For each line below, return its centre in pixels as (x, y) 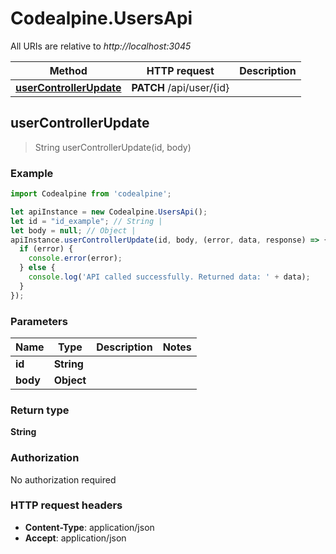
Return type (40, 410)
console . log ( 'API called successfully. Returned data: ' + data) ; (169, 277)
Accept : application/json (75, 538)
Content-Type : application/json (89, 527)
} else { (37, 268)
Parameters (39, 321)
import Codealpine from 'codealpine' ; (91, 194)
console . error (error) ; (75, 258)
